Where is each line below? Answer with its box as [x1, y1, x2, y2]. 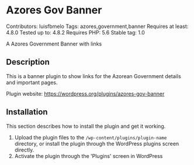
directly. [14, 146, 34, 153]
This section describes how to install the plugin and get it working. [6, 122, 166, 129]
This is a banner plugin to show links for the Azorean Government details [6, 72, 181, 79]
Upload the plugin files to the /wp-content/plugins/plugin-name [14, 134, 167, 141]
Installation [6, 107, 48, 117]
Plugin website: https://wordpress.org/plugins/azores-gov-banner [6, 90, 165, 97]
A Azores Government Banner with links [6, 40, 102, 47]
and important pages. [6, 79, 58, 86]
